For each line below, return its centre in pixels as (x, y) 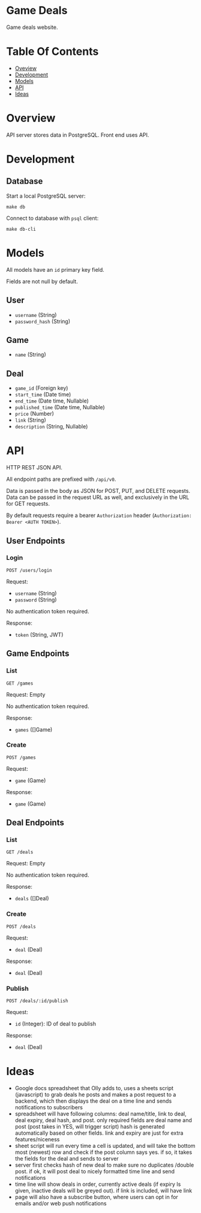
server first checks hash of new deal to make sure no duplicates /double (104, 1165)
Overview (31, 118)
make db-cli (21, 229)
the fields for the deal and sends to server (67, 1159)
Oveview (26, 68)
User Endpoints (36, 541)
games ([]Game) (34, 729)
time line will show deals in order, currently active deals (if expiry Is (98, 1184)
